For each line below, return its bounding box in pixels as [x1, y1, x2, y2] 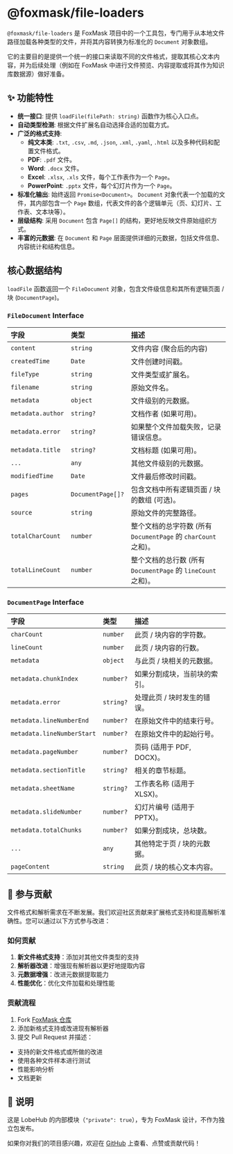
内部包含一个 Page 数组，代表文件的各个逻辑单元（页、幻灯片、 [35, 198, 216, 207]
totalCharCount [10, 532, 61, 540]
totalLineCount [10, 566, 61, 574]
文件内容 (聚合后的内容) [130, 343, 208, 353]
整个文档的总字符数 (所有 [130, 521, 213, 530]
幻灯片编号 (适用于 [134, 803, 196, 812]
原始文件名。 [130, 383, 173, 393]
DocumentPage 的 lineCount [130, 565, 217, 575]
